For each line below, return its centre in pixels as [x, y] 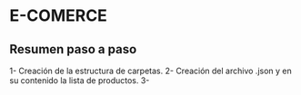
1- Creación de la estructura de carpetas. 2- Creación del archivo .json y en [151, 71]
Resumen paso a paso [73, 49]
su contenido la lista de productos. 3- [80, 81]
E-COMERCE [58, 16]
